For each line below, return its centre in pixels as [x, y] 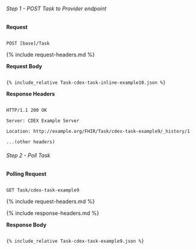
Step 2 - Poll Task [28, 155]
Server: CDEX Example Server [43, 121]
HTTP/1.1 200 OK [27, 111]
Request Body [24, 66]
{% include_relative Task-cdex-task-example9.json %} [75, 242]
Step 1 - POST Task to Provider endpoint [56, 8]
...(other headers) [31, 142]
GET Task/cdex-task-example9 [43, 190]
